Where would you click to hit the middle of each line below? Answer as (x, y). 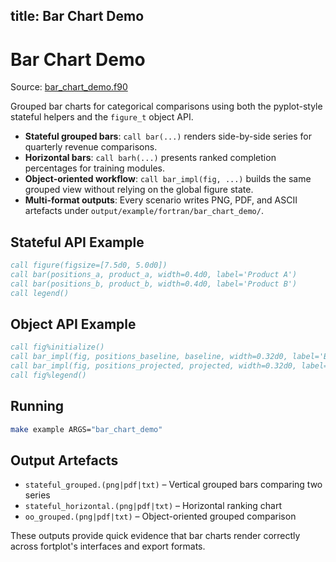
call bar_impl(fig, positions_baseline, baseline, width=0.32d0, (149, 357)
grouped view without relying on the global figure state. (139, 190)
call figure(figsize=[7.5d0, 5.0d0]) (89, 265)
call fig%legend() (48, 375)
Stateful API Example (77, 242)
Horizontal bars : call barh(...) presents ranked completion (150, 158)
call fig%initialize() (57, 347)
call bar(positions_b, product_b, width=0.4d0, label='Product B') (154, 284)
